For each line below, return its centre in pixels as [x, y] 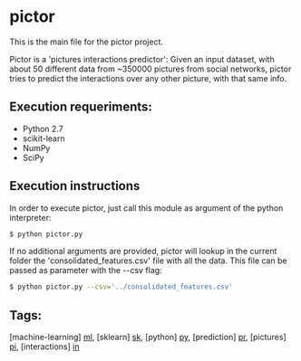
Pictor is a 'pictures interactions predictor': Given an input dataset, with [142, 59]
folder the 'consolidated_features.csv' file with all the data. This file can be [148, 261]
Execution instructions [75, 186]
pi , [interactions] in [44, 347]
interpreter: [30, 217]
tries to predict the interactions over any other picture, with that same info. [148, 78]
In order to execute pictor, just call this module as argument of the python [146, 208]
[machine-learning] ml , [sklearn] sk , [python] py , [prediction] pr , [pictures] [148, 337]
